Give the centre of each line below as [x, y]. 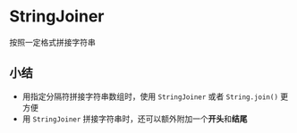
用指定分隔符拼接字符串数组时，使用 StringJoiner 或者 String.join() [150, 96]
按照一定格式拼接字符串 [52, 42]
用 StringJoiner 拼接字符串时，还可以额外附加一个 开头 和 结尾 [135, 119]
